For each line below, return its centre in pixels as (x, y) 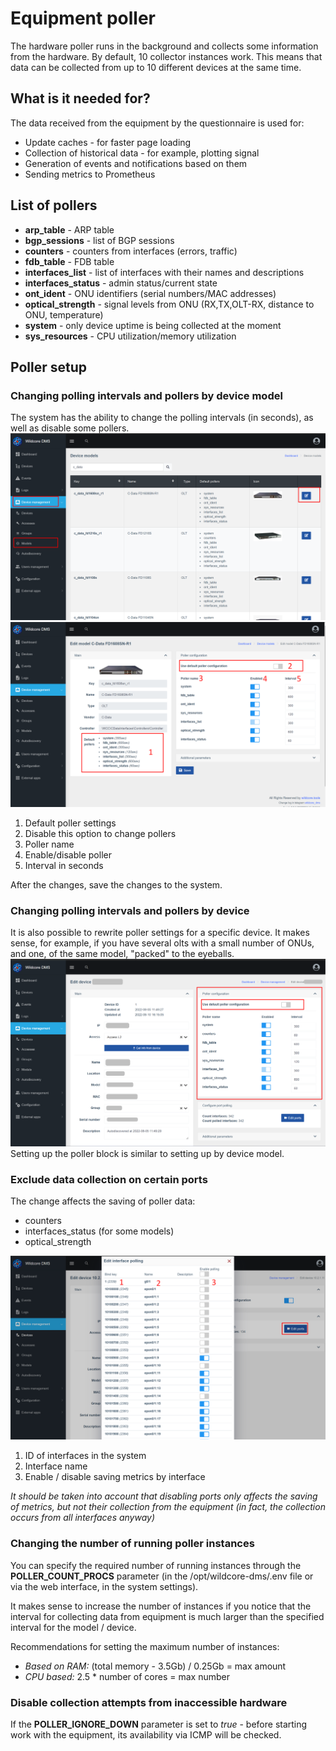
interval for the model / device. (73, 1627)
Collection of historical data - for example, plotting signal (142, 153)
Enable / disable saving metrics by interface (115, 1477)
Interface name (56, 1466)
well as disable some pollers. (70, 428)
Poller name (49, 844)
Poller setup (49, 367)
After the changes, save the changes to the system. (116, 884)
